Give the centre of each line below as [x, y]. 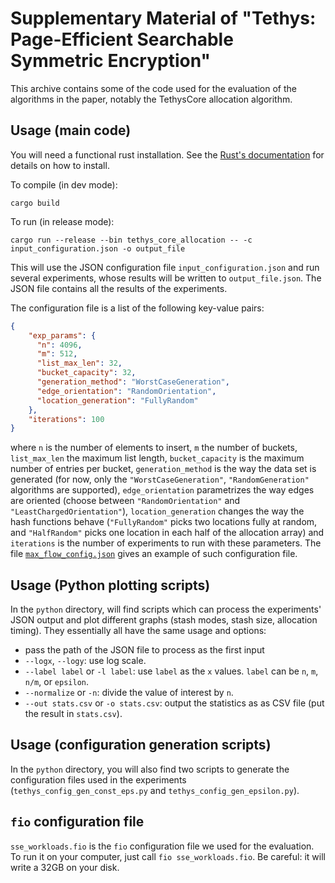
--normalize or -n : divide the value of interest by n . [129, 693]
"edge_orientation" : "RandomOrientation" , [126, 391]
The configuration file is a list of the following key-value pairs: [137, 308]
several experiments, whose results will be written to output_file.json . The [166, 278]
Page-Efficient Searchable [122, 39]
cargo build [35, 203]
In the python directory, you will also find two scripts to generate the [150, 769]
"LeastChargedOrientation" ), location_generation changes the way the [157, 511]
